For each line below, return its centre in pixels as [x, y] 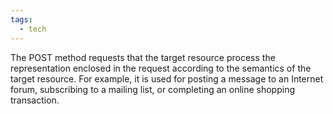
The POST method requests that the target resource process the [143, 57]
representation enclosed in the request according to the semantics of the [161, 68]
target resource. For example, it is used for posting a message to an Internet [167, 78]
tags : [21, 19]
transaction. [35, 100]
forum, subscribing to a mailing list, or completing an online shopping [153, 89]
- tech [33, 29]
